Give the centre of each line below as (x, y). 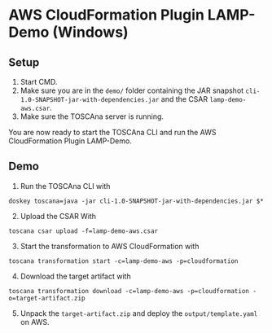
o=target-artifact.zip (47, 298)
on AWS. (35, 322)
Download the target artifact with (76, 276)
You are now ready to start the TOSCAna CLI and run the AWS (112, 132)
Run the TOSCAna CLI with (65, 186)
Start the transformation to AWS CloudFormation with (110, 246)
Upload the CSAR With (58, 216)
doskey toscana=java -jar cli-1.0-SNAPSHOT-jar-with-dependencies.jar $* (136, 201)
